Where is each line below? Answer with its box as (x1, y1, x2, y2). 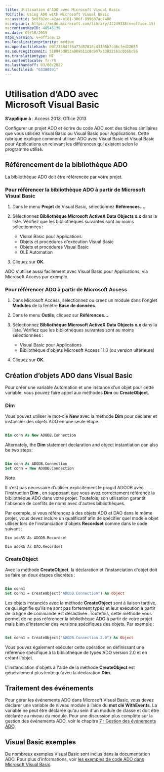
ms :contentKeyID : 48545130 (5, 26, 61, 31)
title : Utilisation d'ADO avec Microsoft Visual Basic (5, 7, 121, 12)
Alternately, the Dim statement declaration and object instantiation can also (5, 442, 158, 448)
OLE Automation (19, 249, 53, 256)
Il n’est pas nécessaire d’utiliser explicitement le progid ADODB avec (5, 484, 144, 490)
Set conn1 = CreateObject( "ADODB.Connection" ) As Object (5, 591, 125, 596)
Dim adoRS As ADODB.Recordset (5, 535, 68, 540)
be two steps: (5, 447, 33, 453)
